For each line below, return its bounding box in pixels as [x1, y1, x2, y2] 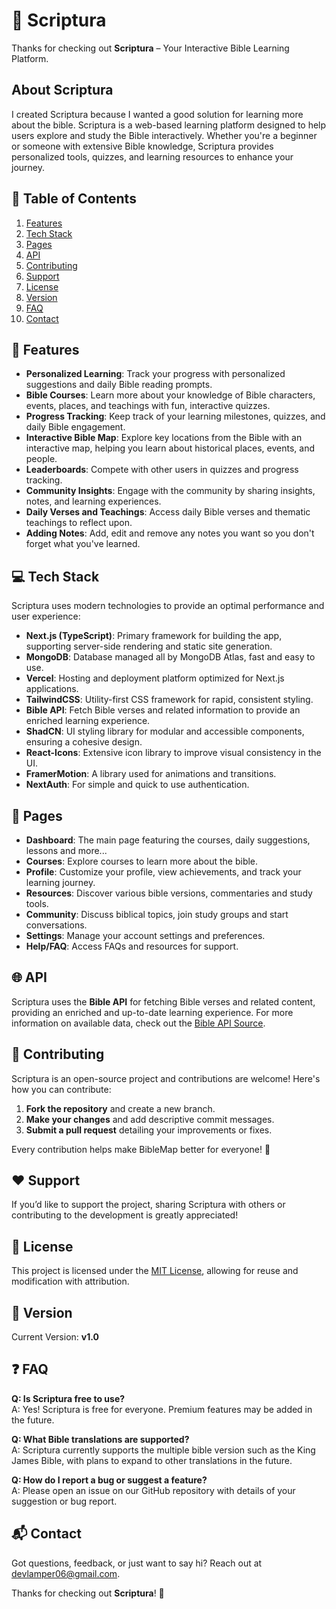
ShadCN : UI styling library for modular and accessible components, [25, 725, 305, 738]
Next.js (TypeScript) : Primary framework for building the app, [25, 630, 283, 642]
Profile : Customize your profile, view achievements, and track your [25, 866, 302, 878]
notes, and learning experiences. [25, 495, 162, 508]
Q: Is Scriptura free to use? [11, 1392, 126, 1404]
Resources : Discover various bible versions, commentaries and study [25, 887, 313, 899]
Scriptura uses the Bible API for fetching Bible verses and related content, [11, 995, 316, 1008]
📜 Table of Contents [11, 190, 137, 208]
